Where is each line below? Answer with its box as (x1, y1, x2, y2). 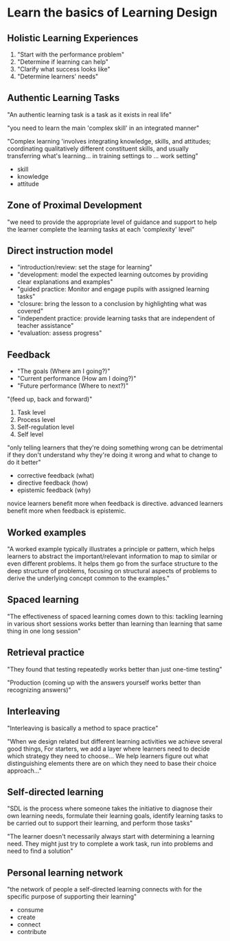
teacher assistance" (16, 322, 74, 330)
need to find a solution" (7, 847, 73, 855)
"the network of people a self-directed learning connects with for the (7, 885, 203, 894)
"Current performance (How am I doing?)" (16, 375, 137, 383)
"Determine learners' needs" (16, 72, 99, 80)
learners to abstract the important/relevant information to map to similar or (7, 552, 218, 561)
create (16, 913, 36, 922)
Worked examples (7, 527, 87, 538)
